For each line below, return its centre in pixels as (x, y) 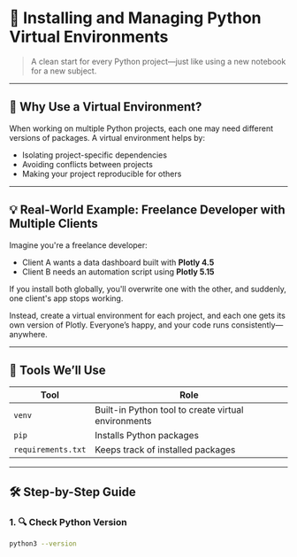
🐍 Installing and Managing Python (136, 18)
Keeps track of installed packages (165, 450)
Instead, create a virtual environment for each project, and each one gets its (147, 315)
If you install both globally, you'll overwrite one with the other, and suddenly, (148, 289)
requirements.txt (50, 450)
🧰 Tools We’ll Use (57, 370)
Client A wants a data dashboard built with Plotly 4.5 (118, 262)
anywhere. (28, 334)
